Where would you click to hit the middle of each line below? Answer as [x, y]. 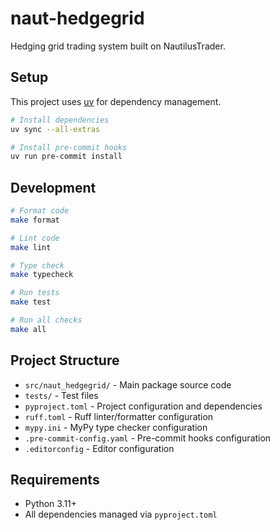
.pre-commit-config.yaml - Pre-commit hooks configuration [148, 438]
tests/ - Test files [61, 395]
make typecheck [42, 275]
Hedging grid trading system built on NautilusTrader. [118, 46]
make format [35, 220]
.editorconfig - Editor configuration [99, 448]
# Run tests [35, 293]
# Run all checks [46, 320]
